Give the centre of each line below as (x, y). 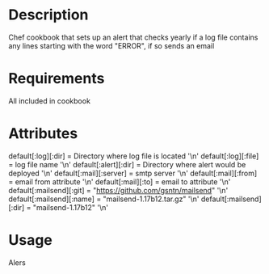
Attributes (43, 134)
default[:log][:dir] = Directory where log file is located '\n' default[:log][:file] (134, 156)
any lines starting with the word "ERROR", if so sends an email (111, 45)
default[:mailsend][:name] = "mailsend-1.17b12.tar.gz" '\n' (104, 199)
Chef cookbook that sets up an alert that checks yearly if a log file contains (133, 37)
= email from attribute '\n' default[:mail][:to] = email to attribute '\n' (120, 181)
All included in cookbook (50, 101)
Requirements (57, 79)
